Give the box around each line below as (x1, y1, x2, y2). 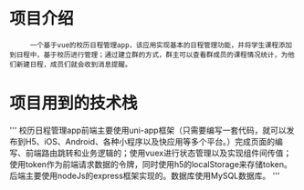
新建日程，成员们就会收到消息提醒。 (16, 60, 132, 69)
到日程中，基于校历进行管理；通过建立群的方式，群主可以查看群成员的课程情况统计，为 (9, 50, 288, 59)
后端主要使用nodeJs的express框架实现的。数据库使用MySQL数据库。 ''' (9, 170, 280, 181)
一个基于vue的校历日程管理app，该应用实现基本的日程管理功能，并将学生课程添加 (29, 40, 292, 50)
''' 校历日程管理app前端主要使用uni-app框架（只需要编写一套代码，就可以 (9, 125, 287, 135)
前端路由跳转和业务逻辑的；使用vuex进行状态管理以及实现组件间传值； (25, 147, 292, 158)
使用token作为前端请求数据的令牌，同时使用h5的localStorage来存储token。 (9, 158, 292, 169)
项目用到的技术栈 (9, 93, 139, 114)
